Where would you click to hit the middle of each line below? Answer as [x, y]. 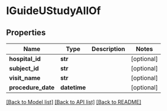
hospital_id [25, 59]
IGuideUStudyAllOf [54, 11]
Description [108, 49]
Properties [26, 33]
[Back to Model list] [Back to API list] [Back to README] [74, 102]
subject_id [24, 68]
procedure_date [32, 88]
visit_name [25, 78]
